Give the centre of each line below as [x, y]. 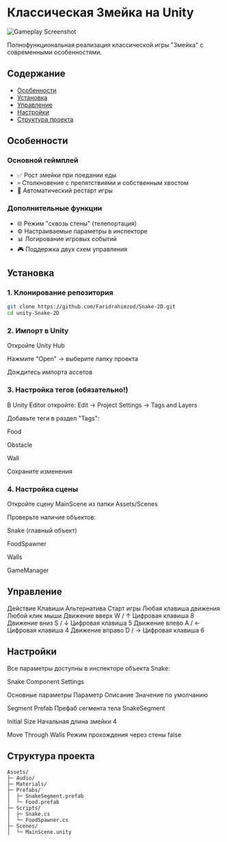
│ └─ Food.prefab [33, 802]
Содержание [37, 74]
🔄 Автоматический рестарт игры [65, 190]
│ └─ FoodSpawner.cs [38, 820]
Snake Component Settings [45, 681]
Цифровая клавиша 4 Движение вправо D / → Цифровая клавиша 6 [106, 630]
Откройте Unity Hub [36, 346]
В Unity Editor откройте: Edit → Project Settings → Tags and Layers [102, 405]
